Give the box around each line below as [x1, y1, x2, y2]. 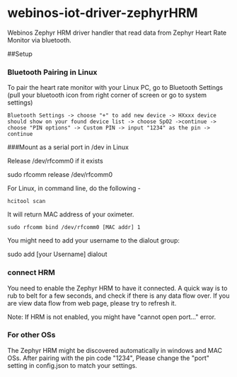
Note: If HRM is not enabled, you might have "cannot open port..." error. [7, 313, 216, 321]
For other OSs [7, 330, 56, 340]
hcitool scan [7, 198, 46, 205]
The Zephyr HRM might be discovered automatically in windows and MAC [7, 346, 223, 354]
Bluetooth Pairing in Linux [7, 67, 98, 77]
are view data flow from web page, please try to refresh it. [7, 298, 177, 307]
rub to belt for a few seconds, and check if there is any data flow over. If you [7, 291, 230, 300]
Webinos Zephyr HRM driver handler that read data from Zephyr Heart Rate [7, 28, 227, 37]
